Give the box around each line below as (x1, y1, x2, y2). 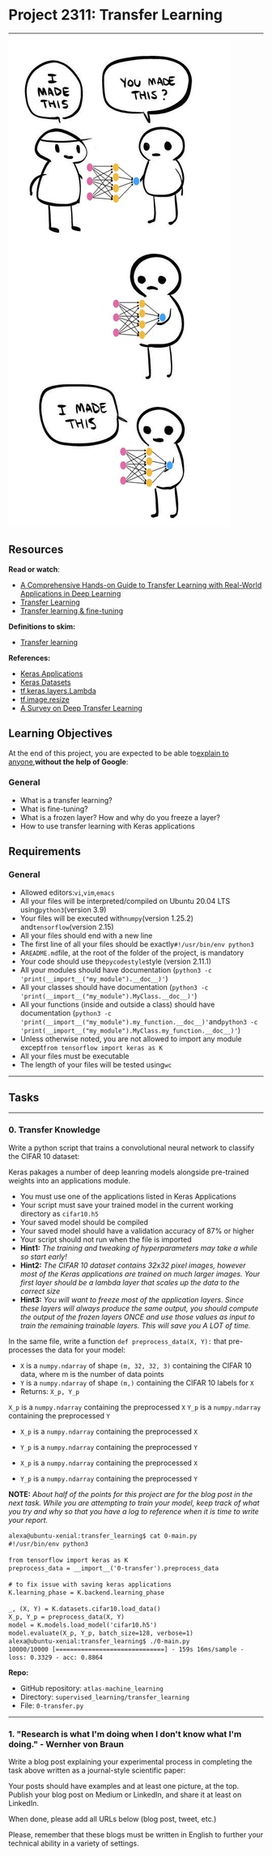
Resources (8, 543, 64, 557)
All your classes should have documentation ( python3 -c (19, 982, 209, 992)
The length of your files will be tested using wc (19, 1059, 172, 1069)
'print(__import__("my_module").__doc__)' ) (19, 973, 168, 983)
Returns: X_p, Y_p (19, 1386, 80, 1396)
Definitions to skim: (8, 622, 75, 631)
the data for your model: (45, 1345, 125, 1354)
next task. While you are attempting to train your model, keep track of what (8, 1498, 260, 1507)
